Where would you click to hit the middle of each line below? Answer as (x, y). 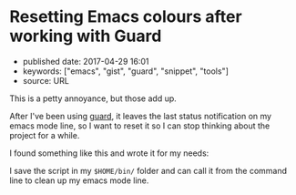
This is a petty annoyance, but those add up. (93, 98)
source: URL (46, 80)
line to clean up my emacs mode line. (79, 180)
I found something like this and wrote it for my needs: (109, 153)
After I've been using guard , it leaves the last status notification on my (140, 116)
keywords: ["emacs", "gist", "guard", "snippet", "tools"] (126, 71)
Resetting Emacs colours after (126, 17)
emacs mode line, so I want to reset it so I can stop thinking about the (140, 126)
